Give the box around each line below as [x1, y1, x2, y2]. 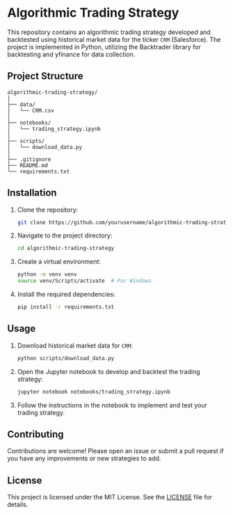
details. [7, 500, 29, 509]
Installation [7, 187, 57, 199]
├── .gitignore [7, 155, 51, 163]
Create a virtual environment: [17, 258, 101, 266]
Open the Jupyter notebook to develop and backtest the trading [17, 367, 200, 375]
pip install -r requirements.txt [17, 304, 115, 311]
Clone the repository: [17, 205, 79, 214]
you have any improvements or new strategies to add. [7, 454, 161, 462]
